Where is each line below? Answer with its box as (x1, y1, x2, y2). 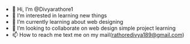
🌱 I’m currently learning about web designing (11, 18, 123, 25)
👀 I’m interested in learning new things (11, 12, 107, 19)
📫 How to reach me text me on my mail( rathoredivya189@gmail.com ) (11, 32, 185, 38)
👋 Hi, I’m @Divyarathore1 (11, 6, 73, 12)
